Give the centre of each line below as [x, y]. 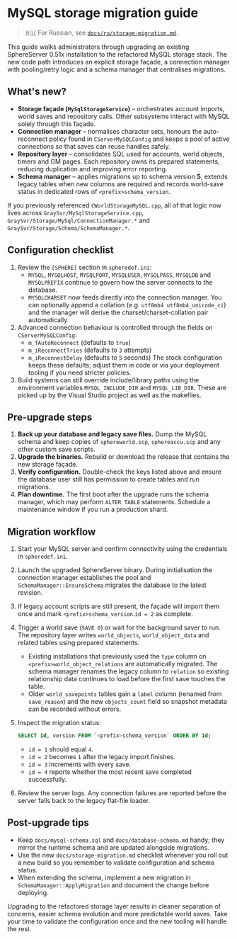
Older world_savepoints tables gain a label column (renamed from [125, 694]
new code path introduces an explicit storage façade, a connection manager [118, 62]
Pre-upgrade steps [50, 417]
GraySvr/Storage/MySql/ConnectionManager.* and [79, 220]
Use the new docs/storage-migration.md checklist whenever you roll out [123, 855]
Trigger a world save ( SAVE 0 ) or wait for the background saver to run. [119, 627]
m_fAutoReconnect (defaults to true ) [79, 342]
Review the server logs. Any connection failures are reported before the [122, 793]
